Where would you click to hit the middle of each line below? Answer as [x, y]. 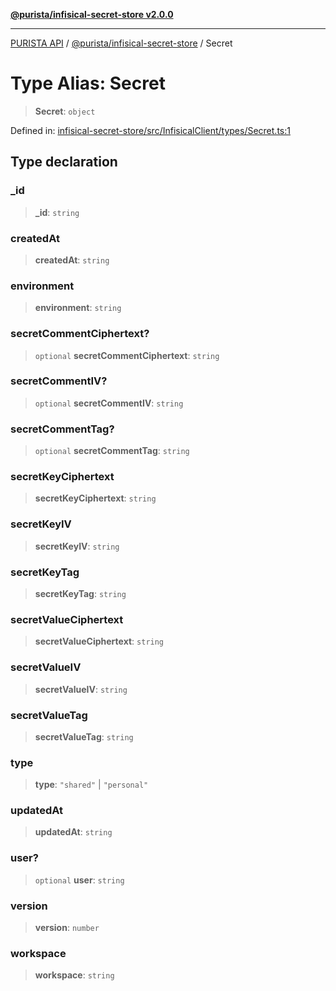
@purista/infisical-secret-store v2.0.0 [92, 14]
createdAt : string [72, 260]
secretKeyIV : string [77, 546]
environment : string [78, 308]
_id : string [57, 212]
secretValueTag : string [84, 736]
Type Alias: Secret [88, 83]
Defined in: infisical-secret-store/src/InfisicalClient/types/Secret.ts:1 [150, 130]
